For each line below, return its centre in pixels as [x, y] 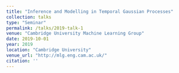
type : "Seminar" [26, 22]
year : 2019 [20, 45]
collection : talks [29, 17]
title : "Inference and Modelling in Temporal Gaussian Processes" [90, 11]
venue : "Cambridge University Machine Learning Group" [75, 34]
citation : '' [22, 61]
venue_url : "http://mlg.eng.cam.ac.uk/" [57, 55]
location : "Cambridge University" [49, 50]
